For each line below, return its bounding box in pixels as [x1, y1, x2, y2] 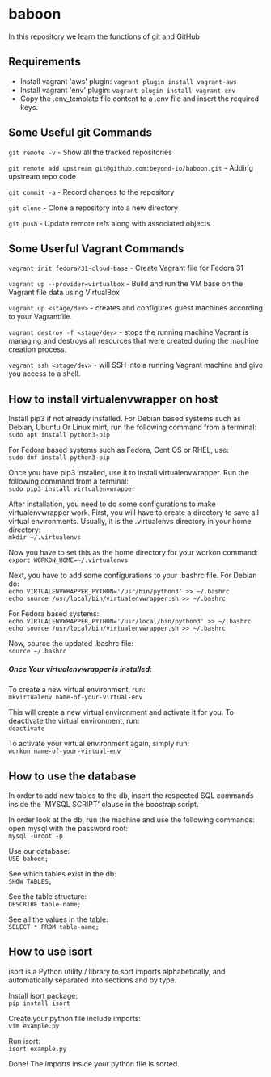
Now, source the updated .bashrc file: [8, 639, 134, 648]
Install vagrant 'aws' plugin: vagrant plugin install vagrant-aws [19, 76, 237, 86]
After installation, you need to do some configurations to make [8, 499, 216, 509]
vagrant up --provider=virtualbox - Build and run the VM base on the [8, 279, 243, 289]
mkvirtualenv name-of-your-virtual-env [8, 693, 143, 702]
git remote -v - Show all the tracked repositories [8, 147, 172, 157]
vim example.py [8, 1022, 60, 1030]
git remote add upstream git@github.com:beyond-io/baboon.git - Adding [8, 163, 253, 172]
